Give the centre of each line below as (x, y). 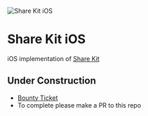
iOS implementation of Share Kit (53, 58)
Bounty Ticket (38, 98)
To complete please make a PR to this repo (79, 105)
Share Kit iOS (47, 39)
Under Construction (52, 81)
